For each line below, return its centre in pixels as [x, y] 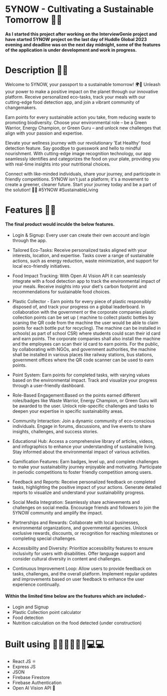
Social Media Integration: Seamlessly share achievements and [76, 502]
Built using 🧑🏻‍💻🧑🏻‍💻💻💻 [55, 644]
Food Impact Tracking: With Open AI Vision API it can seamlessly [79, 276]
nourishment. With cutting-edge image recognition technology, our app [78, 153]
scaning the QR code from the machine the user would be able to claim [85, 323]
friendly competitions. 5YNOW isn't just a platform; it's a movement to [77, 179]
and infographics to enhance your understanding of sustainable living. [84, 447]
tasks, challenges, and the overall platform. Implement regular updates [85, 574]
